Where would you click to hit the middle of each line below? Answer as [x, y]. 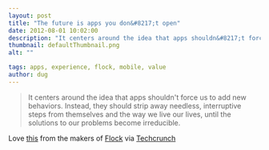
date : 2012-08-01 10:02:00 [53, 30]
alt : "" [21, 53]
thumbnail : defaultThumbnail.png [64, 45]
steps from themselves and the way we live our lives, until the [129, 114]
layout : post [30, 16]
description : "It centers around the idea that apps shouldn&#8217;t [127, 38]
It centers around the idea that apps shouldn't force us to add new [137, 97]
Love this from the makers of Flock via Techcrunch [92, 138]
